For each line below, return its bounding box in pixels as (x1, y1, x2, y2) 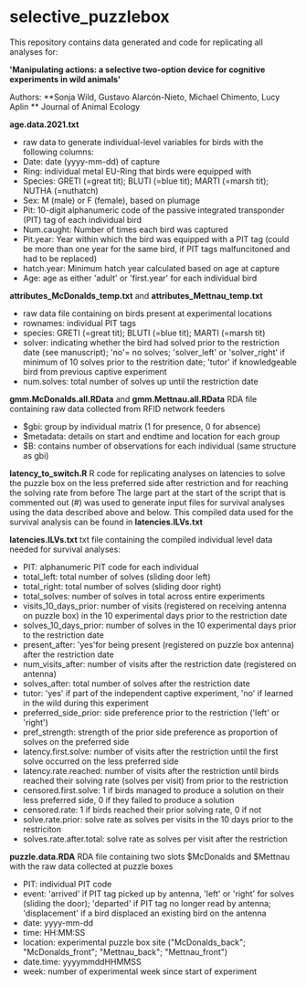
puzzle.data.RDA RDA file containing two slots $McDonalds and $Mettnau (9, 851, 290, 862)
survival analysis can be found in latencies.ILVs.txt (9, 516, 204, 527)
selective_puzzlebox (9, 6, 171, 27)
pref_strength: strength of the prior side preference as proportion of (22, 726, 279, 737)
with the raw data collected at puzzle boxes (9, 861, 174, 872)
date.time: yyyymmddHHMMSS (22, 956, 142, 967)
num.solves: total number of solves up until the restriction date (22, 376, 259, 387)
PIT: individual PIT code (22, 878, 112, 889)
